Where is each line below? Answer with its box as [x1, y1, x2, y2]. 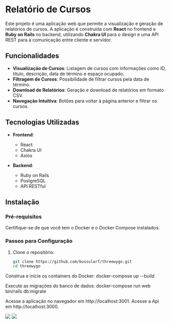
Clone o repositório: [12, 249, 55, 255]
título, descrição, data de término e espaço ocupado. [12, 71, 125, 77]
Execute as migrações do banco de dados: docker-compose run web [5, 283, 151, 289]
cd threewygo [12, 264, 41, 269]
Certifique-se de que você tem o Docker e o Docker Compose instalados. [5, 225, 160, 231]
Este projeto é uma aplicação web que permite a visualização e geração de [5, 20, 163, 27]
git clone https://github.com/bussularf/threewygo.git [12, 259, 132, 264]
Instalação [5, 198, 40, 206]
